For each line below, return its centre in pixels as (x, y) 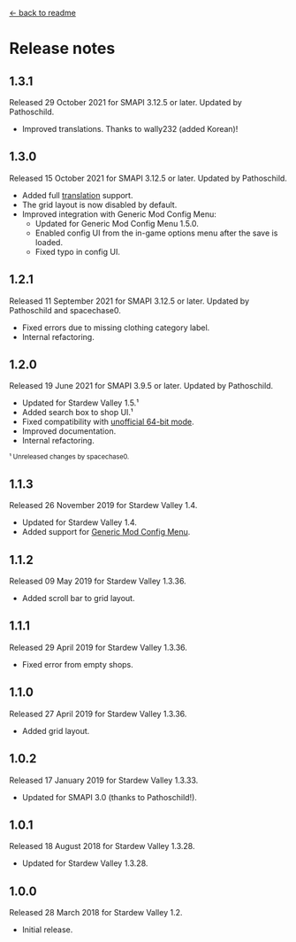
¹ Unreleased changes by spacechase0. (69, 457)
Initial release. (47, 930)
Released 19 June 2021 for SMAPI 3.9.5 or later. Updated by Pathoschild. (141, 386)
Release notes (62, 49)
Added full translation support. (77, 195)
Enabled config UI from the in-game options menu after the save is (156, 233)
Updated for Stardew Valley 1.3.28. (85, 863)
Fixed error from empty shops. (78, 664)
